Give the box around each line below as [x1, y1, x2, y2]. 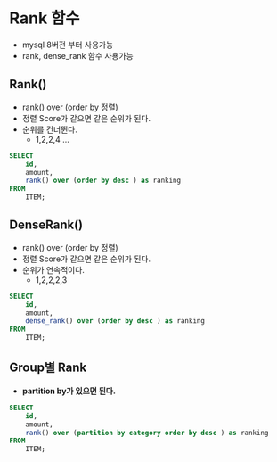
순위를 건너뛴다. [21, 124, 77, 135]
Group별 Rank [9, 360, 87, 375]
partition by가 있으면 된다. [21, 385, 116, 396]
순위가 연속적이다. [21, 264, 85, 275]
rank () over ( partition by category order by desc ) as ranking [25, 428, 269, 437]
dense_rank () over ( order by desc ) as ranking [25, 317, 205, 326]
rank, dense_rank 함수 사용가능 [21, 50, 134, 61]
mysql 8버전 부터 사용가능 [21, 39, 114, 50]
